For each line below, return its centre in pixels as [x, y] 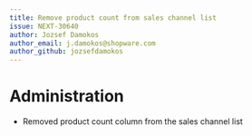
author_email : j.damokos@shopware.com [82, 43]
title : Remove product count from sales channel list [113, 18]
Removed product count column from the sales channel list [132, 121]
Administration [67, 97]
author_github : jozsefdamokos [67, 52]
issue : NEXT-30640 [44, 26]
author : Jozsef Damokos [54, 34]
